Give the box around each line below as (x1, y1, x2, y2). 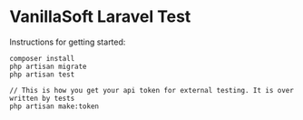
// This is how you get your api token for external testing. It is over (9, 85, 295, 95)
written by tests (9, 94, 75, 103)
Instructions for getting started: (9, 36, 126, 47)
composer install (9, 54, 75, 63)
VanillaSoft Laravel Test (9, 6, 191, 27)
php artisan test (9, 70, 75, 79)
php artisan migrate (9, 62, 88, 71)
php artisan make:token (9, 102, 100, 111)
